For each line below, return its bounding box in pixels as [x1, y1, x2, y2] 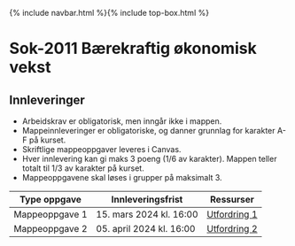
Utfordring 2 [206, 223, 259, 234]
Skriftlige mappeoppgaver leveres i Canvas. [21, 144, 182, 154]
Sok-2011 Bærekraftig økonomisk [9, 39, 257, 58]
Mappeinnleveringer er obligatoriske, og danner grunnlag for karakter [21, 126, 276, 135]
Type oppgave [19, 194, 82, 205]
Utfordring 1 [206, 208, 259, 220]
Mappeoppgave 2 [13, 223, 88, 234]
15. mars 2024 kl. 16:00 [96, 208, 198, 220]
